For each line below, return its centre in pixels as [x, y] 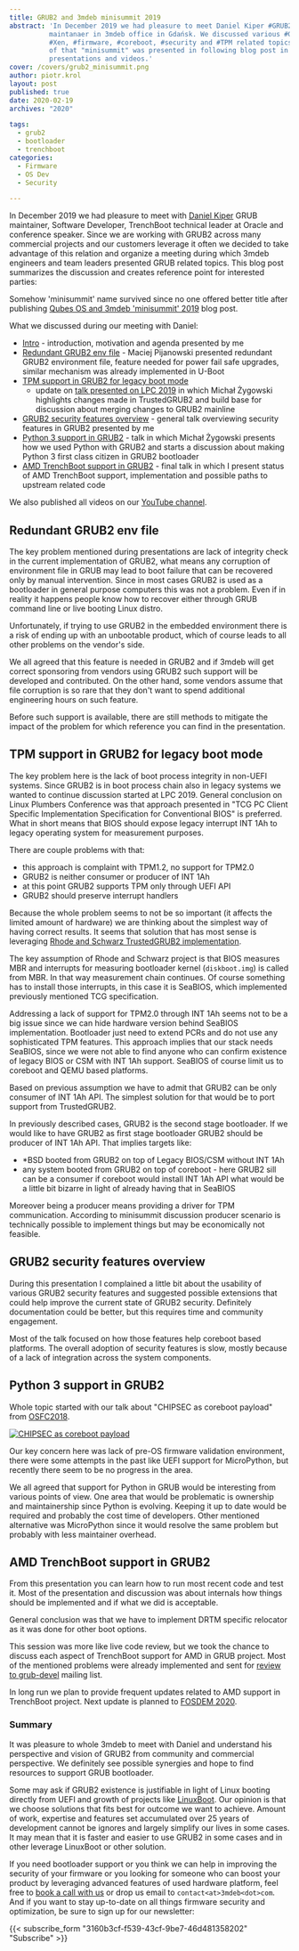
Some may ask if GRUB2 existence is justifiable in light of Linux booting [140, 1790]
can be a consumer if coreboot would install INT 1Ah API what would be [153, 1179]
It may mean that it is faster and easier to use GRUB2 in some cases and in [146, 1837]
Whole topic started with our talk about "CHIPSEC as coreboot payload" [141, 1407]
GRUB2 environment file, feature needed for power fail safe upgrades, [150, 362]
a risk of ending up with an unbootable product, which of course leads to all [148, 635]
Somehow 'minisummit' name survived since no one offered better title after [149, 299]
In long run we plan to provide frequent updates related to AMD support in [145, 1692]
